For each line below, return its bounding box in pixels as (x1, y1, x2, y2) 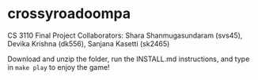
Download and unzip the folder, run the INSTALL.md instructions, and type (7, 54, 250, 64)
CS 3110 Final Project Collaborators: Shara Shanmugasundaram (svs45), (7, 31, 243, 40)
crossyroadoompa (7, 5, 131, 23)
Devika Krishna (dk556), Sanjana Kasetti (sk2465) (7, 38, 170, 48)
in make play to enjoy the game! (7, 62, 110, 71)
